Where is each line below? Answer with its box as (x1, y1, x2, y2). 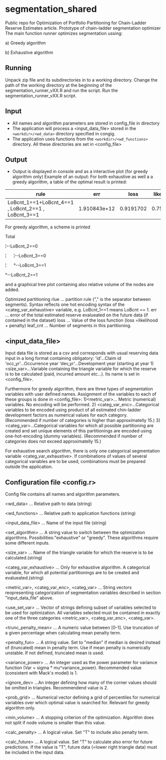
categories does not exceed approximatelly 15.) (5, 438, 101, 444)
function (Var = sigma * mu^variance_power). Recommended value (5, 665, 142, 671)
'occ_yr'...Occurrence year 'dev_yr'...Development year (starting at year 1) (5, 361, 154, 367)
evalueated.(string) (5, 575, 44, 581)
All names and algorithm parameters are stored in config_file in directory (12, 120, 160, 126)
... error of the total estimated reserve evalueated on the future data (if (5, 312, 148, 318)
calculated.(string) (5, 555, 42, 560)
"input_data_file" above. (5, 595, 54, 601)
